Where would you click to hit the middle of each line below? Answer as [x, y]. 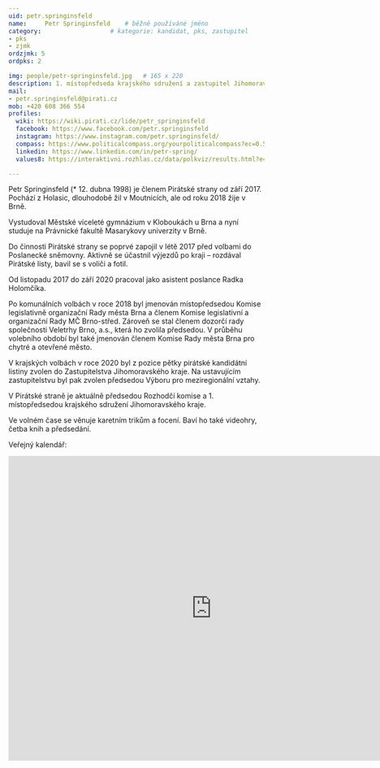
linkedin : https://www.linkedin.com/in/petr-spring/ [107, 151]
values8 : [30, 159]
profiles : [25, 114]
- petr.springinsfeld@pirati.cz [63, 98]
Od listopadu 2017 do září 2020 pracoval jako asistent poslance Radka [126, 280]
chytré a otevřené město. [50, 347]
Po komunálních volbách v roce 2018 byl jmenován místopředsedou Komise [135, 304]
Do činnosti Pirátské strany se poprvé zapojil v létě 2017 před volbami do [130, 247]
